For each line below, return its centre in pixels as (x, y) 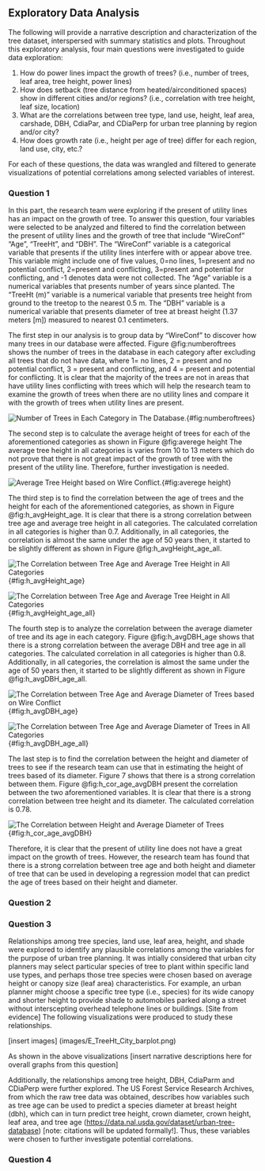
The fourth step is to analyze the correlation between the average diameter (131, 628)
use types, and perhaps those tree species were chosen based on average (130, 975)
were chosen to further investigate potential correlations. (101, 1139)
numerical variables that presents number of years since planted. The (121, 286)
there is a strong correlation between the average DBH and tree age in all (127, 645)
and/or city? (39, 132)
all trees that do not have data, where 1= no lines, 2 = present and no (120, 361)
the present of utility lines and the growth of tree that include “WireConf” (127, 236)
